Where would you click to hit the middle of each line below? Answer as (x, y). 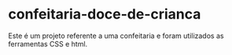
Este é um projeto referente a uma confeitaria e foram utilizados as (116, 36)
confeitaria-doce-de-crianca (105, 14)
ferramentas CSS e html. (48, 43)
